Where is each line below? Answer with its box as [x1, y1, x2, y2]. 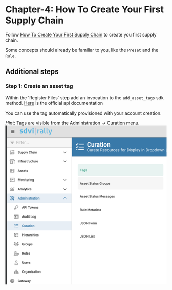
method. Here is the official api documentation [5, 100, 103, 106]
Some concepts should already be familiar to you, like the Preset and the [5, 47, 159, 53]
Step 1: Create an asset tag [5, 83, 73, 90]
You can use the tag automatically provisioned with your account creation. [5, 110, 162, 116]
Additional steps [5, 67, 59, 76]
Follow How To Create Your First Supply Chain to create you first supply [5, 31, 157, 38]
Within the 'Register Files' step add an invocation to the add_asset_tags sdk [5, 94, 164, 101]
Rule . [5, 52, 16, 59]
